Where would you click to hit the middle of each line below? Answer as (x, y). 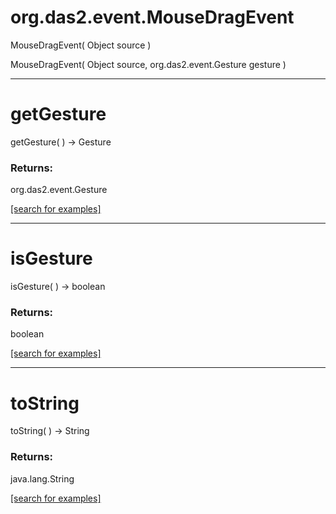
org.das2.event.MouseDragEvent (152, 17)
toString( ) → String (50, 431)
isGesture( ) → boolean (58, 287)
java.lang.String (42, 478)
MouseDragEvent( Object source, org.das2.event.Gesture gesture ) (148, 64)
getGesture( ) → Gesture (61, 142)
